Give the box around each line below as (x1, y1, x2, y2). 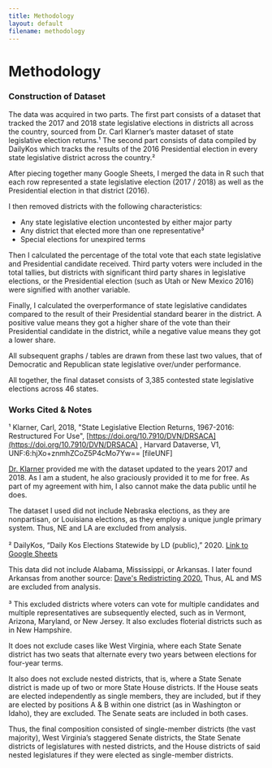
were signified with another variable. (8, 284, 131, 294)
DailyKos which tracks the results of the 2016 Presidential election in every (8, 144, 258, 154)
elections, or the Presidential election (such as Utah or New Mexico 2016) (8, 276, 254, 285)
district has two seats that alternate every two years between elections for (8, 649, 257, 659)
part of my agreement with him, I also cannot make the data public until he (8, 481, 257, 492)
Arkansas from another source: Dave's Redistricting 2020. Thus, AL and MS (8, 574, 262, 584)
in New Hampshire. (8, 625, 72, 635)
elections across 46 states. (8, 384, 99, 393)
